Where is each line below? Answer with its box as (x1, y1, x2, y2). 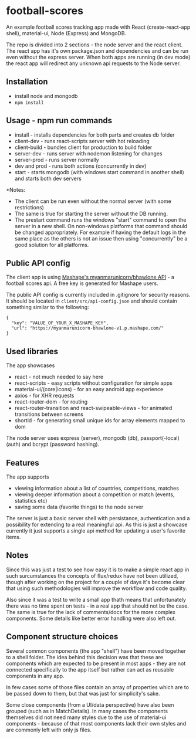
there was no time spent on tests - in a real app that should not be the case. (6, 602, 190, 609)
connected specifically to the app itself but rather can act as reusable (6, 666, 174, 673)
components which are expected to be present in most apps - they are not (6, 660, 186, 667)
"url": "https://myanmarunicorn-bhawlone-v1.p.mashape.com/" (11, 326, 164, 331)
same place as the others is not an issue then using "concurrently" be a (14, 235, 188, 242)
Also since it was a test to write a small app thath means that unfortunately (6, 596, 187, 603)
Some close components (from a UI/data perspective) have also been (6, 701, 174, 708)
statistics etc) (14, 497, 48, 504)
